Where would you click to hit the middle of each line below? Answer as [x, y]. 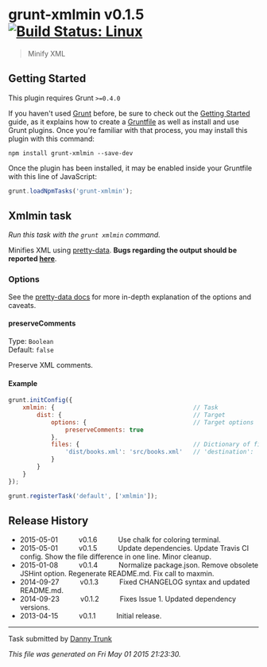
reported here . [33, 259]
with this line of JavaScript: [53, 176]
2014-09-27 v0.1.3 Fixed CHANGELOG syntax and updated [135, 582]
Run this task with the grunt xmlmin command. [84, 235]
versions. [35, 607]
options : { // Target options [152, 422]
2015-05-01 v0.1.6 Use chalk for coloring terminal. [120, 540]
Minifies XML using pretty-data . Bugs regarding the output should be [122, 250]
